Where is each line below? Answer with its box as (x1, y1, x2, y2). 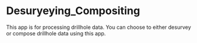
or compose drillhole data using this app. (6, 29, 106, 37)
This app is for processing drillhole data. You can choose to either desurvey (6, 24, 192, 31)
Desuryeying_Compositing (6, 4, 141, 18)
